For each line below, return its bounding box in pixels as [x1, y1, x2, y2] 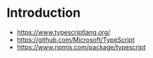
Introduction [6, 5, 81, 21]
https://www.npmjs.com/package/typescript [16, 43, 146, 51]
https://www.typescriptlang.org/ [16, 28, 111, 36]
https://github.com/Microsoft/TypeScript [16, 35, 135, 43]
